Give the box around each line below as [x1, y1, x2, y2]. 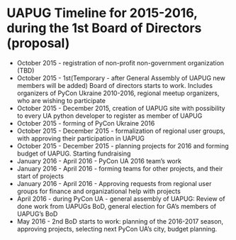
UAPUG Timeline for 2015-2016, [6, 5, 198, 21]
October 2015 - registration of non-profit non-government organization [16, 58, 225, 67]
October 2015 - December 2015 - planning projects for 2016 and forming [16, 141, 230, 150]
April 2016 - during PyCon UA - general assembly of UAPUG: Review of [16, 194, 225, 203]
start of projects [16, 172, 64, 180]
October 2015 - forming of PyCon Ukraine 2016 [16, 119, 155, 127]
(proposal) [6, 36, 70, 51]
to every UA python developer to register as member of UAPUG [16, 111, 203, 120]
